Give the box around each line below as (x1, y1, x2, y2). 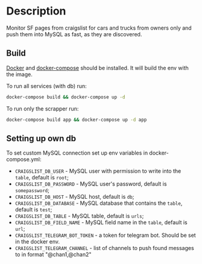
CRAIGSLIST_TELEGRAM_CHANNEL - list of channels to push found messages (14, 245, 194, 252)
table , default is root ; (14, 174, 69, 181)
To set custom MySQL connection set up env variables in (6, 149, 148, 156)
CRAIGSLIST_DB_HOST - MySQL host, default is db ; (14, 193, 134, 201)
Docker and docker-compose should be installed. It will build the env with (6, 64, 189, 71)
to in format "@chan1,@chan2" (14, 251, 92, 258)
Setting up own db (6, 133, 77, 143)
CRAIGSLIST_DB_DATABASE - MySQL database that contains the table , (14, 199, 183, 207)
